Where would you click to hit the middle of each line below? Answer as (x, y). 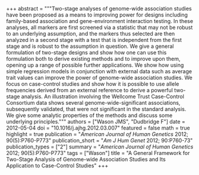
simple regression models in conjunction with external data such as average (99, 71)
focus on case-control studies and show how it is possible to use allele (93, 84)
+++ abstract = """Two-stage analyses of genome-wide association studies (99, 9)
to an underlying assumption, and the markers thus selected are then (91, 34)
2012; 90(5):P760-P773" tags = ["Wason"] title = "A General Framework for (98, 153)
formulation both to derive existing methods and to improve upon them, (93, 59)
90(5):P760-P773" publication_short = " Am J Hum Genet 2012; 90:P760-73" (99, 140)
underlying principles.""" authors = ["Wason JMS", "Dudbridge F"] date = (96, 121)
